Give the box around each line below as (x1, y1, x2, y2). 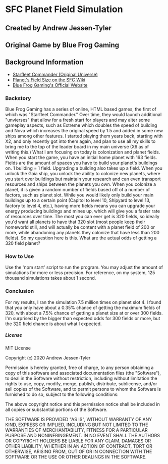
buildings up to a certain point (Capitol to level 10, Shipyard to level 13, (5, 197, 151, 203)
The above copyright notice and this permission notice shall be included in (5, 401, 160, 407)
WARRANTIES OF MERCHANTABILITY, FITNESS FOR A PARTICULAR (5, 427, 148, 433)
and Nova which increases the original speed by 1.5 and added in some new (5, 128, 163, 134)
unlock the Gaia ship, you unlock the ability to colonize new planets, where (5, 171, 160, 177)
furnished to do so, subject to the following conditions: (5, 391, 119, 397)
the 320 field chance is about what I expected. (5, 321, 102, 327)
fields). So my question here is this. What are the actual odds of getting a (5, 235, 157, 241)
